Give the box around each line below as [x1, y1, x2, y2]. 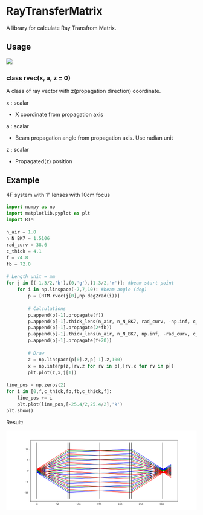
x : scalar [6, 99, 29, 106]
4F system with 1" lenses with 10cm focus [6, 191, 111, 198]
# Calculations [28, 305, 66, 312]
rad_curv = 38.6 [6, 242, 47, 248]
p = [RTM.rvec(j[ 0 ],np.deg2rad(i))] [28, 293, 120, 299]
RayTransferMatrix [6, 4, 103, 18]
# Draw [28, 350, 45, 356]
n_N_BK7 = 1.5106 [6, 236, 50, 242]
